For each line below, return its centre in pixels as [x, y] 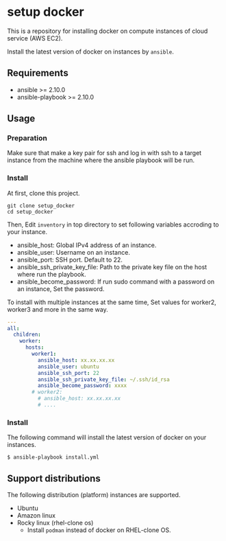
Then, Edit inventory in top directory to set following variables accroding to [113, 225]
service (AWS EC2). [35, 38]
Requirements [38, 73]
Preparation [27, 138]
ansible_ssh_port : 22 [68, 373]
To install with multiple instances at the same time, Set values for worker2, [112, 302]
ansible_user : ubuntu [68, 367]
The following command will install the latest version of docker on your [107, 437]
